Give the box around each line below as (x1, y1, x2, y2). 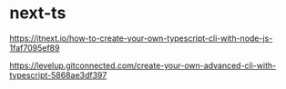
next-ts (9, 3, 66, 24)
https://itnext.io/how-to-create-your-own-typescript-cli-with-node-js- (9, 33, 273, 44)
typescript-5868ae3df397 (9, 69, 107, 80)
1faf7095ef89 (9, 42, 60, 53)
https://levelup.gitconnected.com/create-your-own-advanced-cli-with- (9, 60, 277, 71)
